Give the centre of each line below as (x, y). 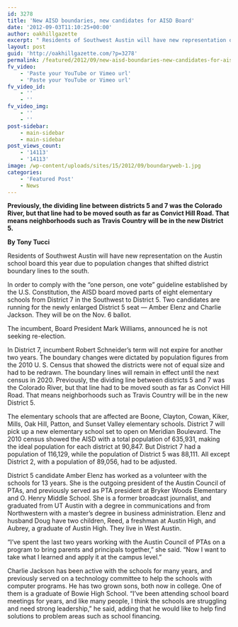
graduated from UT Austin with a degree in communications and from (109, 506)
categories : (25, 172)
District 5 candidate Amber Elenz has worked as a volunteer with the (107, 476)
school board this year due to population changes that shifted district (108, 263)
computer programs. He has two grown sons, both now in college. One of (114, 586)
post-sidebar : (28, 126)
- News (30, 185)
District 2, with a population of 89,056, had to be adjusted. (92, 462)
